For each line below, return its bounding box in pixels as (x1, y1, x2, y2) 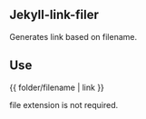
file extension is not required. (9, 99, 119, 110)
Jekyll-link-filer (9, 7, 100, 23)
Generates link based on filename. (9, 31, 138, 42)
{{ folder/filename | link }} (9, 82, 104, 93)
